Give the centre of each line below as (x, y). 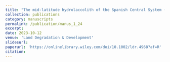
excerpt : (14, 28)
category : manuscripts (29, 19)
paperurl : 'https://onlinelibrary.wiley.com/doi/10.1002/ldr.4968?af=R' (83, 47)
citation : (16, 51)
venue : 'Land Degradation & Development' (50, 38)
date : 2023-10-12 (24, 33)
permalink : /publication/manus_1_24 (44, 24)
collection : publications (32, 14)
